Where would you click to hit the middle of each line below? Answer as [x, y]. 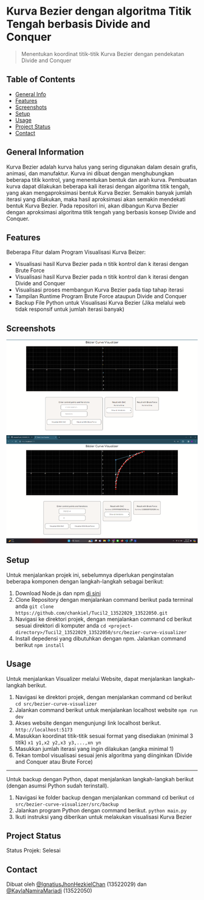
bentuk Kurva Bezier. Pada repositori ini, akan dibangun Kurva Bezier [92, 206]
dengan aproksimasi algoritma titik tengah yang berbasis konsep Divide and [101, 212]
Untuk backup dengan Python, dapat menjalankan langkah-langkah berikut [100, 779]
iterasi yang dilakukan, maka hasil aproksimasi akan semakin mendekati [96, 199]
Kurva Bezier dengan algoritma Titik [99, 11]
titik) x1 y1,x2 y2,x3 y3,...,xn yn [58, 742]
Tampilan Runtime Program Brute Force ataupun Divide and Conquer [101, 296]
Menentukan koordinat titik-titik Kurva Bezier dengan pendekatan [103, 54]
